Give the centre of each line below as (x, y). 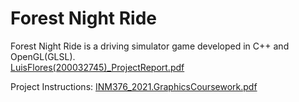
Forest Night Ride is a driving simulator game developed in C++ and (150, 46)
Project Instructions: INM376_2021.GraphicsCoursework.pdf (134, 86)
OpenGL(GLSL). (43, 56)
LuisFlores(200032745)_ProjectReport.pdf (97, 67)
